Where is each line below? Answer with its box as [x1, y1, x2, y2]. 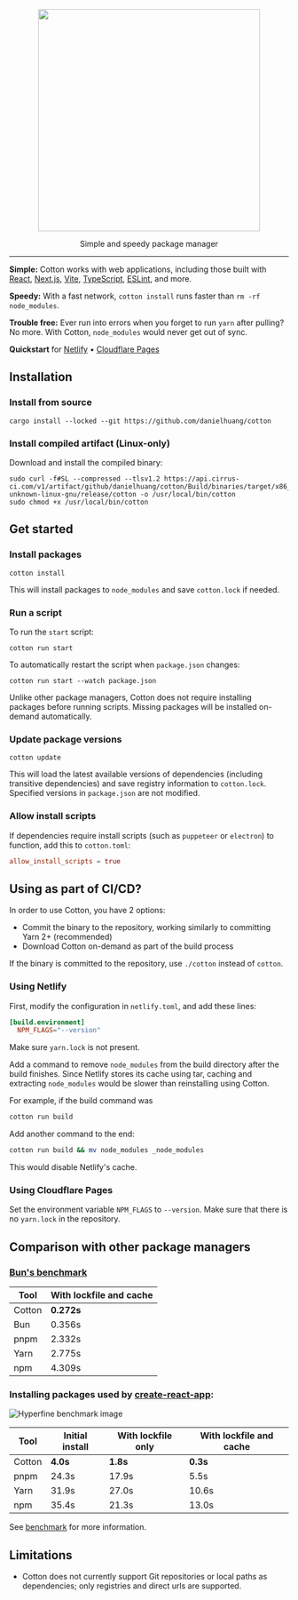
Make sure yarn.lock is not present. [9, 1042, 140, 1053]
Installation [9, 370, 73, 385]
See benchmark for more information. [9, 1522, 147, 1532]
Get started [9, 521, 74, 537]
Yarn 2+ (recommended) [21, 932, 113, 943]
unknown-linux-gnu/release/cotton [9, 490, 137, 498]
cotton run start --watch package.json [9, 676, 157, 685]
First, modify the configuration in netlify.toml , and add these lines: [9, 1000, 257, 1011]
